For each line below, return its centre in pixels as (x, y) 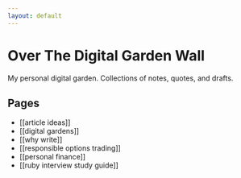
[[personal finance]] (52, 157)
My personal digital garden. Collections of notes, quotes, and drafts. (120, 78)
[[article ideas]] (45, 122)
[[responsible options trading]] (70, 148)
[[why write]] (41, 140)
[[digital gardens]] (49, 131)
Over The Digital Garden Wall (106, 55)
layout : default (35, 16)
